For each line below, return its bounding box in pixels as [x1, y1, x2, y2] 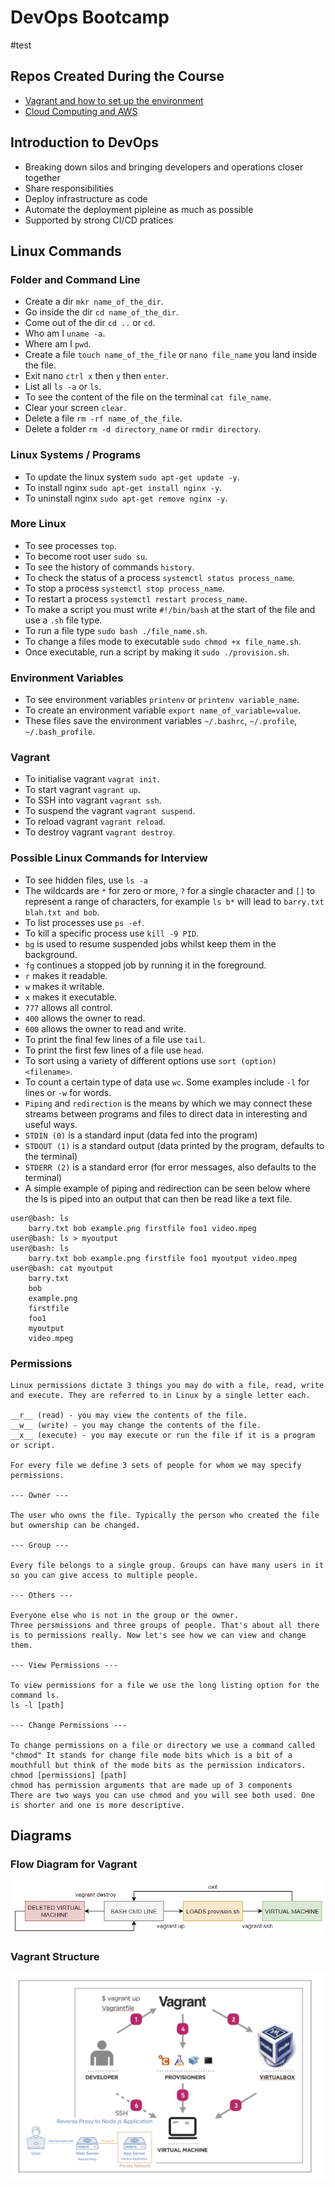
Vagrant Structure [10, 1950, 100, 1964]
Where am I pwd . [24, 338, 92, 350]
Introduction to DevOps [10, 134, 159, 151]
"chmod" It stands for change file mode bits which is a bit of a [10, 1751, 293, 1761]
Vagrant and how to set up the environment [24, 94, 204, 106]
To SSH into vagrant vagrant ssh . [24, 794, 162, 806]
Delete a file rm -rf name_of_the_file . [24, 412, 183, 425]
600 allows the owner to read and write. [24, 1022, 187, 1035]
